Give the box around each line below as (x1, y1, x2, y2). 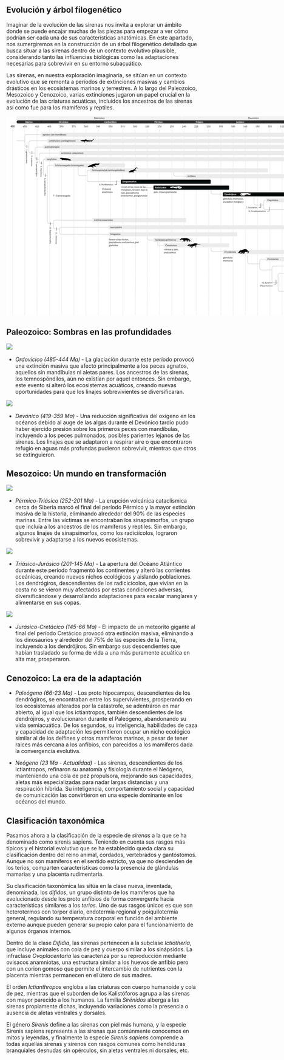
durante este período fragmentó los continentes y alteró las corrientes (15, 566, 191, 574)
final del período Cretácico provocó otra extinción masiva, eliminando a (15, 630, 194, 637)
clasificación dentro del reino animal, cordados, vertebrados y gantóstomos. (6, 851, 197, 859)
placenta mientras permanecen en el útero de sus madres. (6, 972, 153, 979)
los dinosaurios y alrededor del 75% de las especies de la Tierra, (15, 636, 178, 644)
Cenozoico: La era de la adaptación (6, 673, 142, 683)
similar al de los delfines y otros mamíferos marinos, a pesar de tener (15, 735, 188, 742)
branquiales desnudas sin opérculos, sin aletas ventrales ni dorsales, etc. (6, 1047, 189, 1054)
